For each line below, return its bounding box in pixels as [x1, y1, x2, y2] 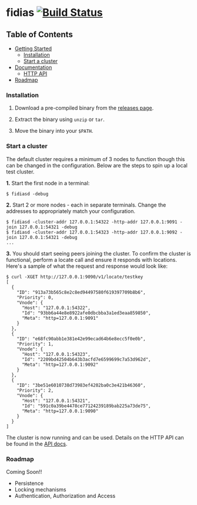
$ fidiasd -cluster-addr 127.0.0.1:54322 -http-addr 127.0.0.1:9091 [6, 219, 178, 225]
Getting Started [14, 45, 52, 52]
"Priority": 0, [16, 294, 54, 300]
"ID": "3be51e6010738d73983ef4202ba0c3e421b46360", [16, 382, 146, 388]
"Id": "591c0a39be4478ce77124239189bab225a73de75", [21, 403, 151, 409]
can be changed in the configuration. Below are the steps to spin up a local [6, 162, 188, 169]
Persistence [14, 480, 44, 487]
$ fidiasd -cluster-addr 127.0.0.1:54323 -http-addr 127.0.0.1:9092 [6, 229, 178, 235]
